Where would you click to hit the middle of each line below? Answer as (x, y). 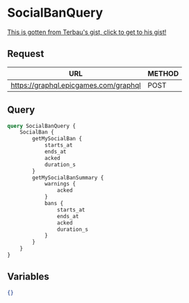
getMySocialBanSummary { (68, 178)
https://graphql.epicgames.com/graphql (76, 85)
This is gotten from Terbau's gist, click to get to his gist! (87, 32)
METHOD (163, 73)
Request (26, 54)
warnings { (60, 184)
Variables (28, 277)
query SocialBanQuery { (42, 126)
